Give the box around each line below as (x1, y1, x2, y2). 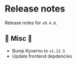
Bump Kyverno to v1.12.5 (12, 47, 65, 53)
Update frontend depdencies (12, 53, 72, 59)
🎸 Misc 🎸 (5, 34, 32, 43)
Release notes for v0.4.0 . (5, 20, 57, 26)
